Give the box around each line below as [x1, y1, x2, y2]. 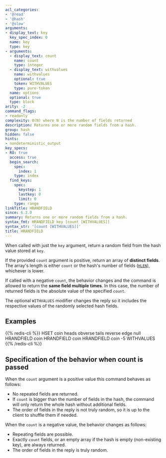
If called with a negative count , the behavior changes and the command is [5, 277, 157, 283]
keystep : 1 [18, 187, 41, 192]
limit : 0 [18, 196, 37, 201]
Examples [5, 317, 36, 326]
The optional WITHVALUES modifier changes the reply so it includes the [5, 297, 147, 303]
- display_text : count [9, 53, 57, 59]
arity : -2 [5, 104, 26, 109]
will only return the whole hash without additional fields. [12, 401, 127, 407]
